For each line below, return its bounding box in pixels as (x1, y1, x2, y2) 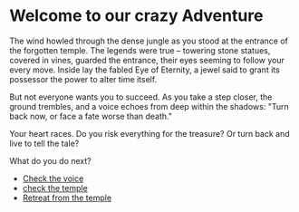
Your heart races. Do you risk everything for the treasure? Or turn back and (9, 128, 290, 139)
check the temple (22, 182, 88, 193)
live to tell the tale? (9, 138, 80, 149)
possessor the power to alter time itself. (9, 73, 158, 84)
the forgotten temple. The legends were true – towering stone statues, (9, 44, 271, 55)
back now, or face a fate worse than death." (9, 111, 172, 121)
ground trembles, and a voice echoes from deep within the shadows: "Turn (9, 101, 289, 111)
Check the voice (22, 173, 84, 184)
